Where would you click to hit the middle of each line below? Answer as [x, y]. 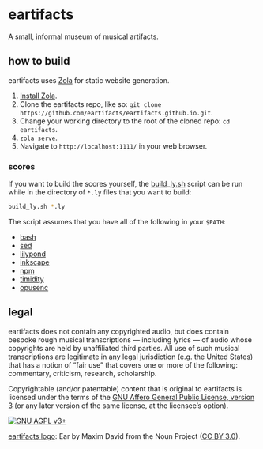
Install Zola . [38, 96]
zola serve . [38, 138]
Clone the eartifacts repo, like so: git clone [90, 104]
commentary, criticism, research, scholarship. [83, 373]
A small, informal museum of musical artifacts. [84, 36]
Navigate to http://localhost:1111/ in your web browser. [113, 146]
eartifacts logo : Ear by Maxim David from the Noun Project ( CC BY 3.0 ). [124, 436]
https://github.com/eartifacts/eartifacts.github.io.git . [116, 112]
